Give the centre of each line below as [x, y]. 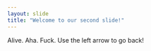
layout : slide [28, 14]
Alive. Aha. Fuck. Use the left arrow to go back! [76, 40]
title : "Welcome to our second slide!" [66, 20]
